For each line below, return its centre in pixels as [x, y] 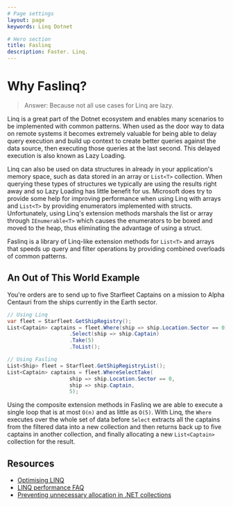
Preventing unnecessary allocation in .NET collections [94, 495]
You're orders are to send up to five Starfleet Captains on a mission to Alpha [116, 295]
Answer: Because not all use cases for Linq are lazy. [98, 105]
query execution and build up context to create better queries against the [112, 141]
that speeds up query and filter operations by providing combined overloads [116, 248]
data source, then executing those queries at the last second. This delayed [114, 148]
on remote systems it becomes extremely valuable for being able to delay [112, 133]
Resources [31, 463]
